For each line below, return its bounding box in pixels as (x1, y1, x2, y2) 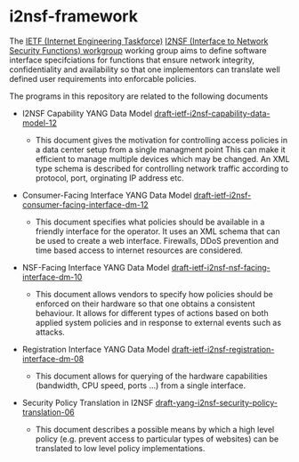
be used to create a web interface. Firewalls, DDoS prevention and (35, 235, 279, 246)
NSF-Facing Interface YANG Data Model (21, 262, 170, 272)
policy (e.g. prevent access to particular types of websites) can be (35, 434, 279, 444)
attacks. (35, 327, 65, 337)
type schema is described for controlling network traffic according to (35, 163, 289, 174)
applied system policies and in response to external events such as (35, 317, 282, 328)
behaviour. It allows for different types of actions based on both (35, 307, 269, 318)
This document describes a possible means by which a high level (35, 424, 275, 434)
